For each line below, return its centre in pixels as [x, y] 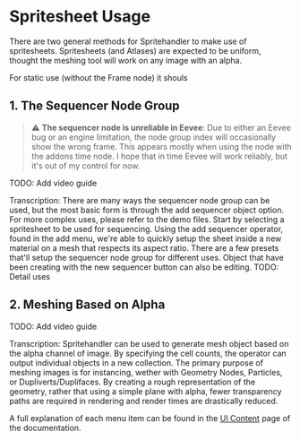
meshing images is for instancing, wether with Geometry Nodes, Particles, [146, 372]
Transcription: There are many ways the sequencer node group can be [140, 200]
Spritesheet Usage [80, 17]
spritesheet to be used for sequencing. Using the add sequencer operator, [146, 229]
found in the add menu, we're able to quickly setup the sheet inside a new [146, 238]
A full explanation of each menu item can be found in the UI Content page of [150, 418]
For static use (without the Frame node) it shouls [99, 77]
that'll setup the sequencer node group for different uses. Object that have [146, 257]
